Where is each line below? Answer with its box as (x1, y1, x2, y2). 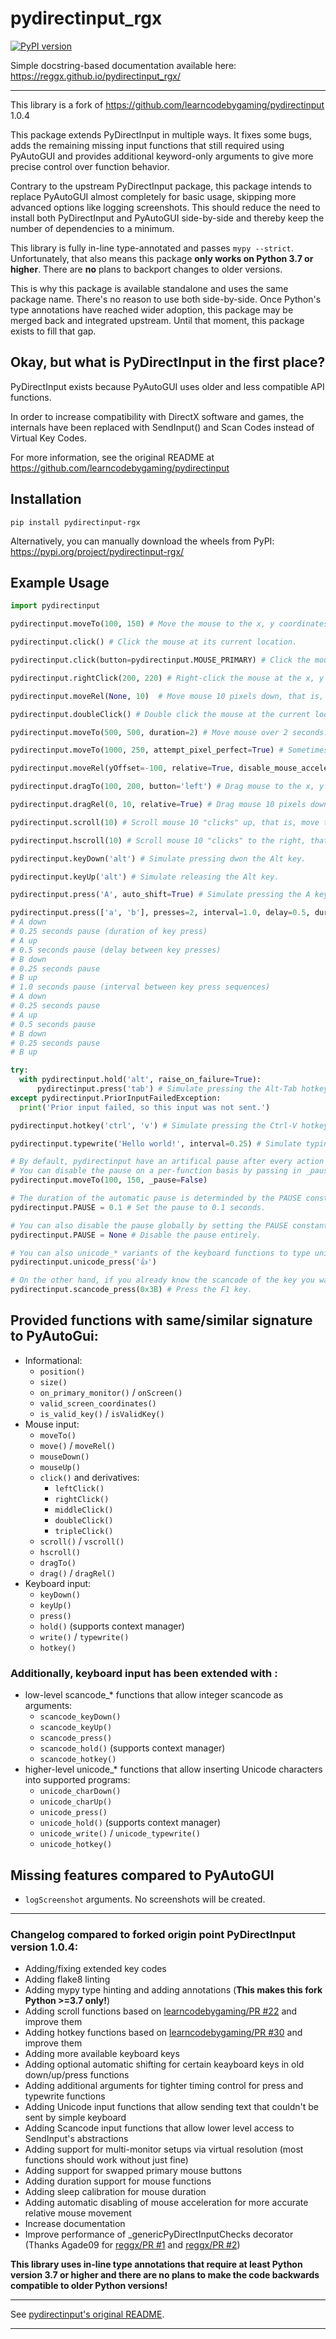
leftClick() (54, 1483, 105, 1494)
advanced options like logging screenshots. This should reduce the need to (10, 201, 321, 213)
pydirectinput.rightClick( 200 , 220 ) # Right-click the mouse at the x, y (10, 673, 325, 683)
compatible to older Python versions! (10, 2280, 168, 2292)
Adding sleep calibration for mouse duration (24, 2186, 207, 2198)
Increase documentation (24, 2218, 126, 2230)
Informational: (24, 1354, 83, 1366)
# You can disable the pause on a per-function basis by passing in (10, 1166, 302, 1176)
